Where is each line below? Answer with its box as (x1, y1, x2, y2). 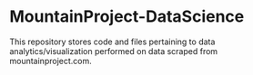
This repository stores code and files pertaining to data (9, 36, 216, 47)
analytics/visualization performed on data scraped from (9, 45, 218, 56)
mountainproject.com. (9, 55, 93, 66)
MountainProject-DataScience (9, 6, 245, 27)
